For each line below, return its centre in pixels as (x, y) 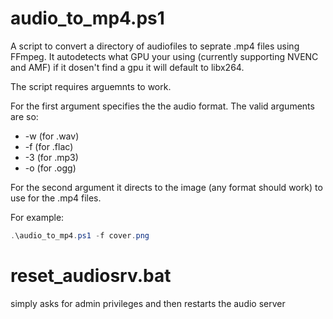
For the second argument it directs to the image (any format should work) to (166, 187)
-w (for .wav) (52, 136)
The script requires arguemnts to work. (91, 86)
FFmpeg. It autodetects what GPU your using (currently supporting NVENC (164, 56)
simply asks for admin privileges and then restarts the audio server (148, 303)
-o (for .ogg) (50, 168)
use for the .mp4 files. (56, 198)
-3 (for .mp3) (51, 157)
